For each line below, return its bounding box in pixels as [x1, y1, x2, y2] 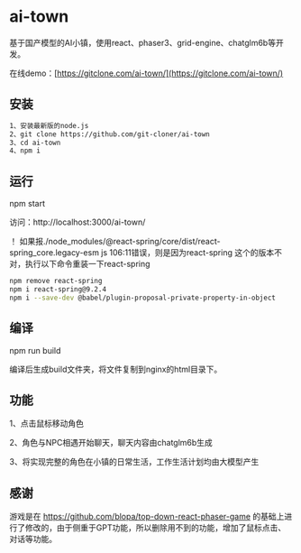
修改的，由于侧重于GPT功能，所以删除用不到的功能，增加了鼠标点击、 [24, 522, 287, 533]
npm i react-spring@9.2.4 [9, 284, 106, 294]
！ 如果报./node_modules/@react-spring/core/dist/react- [9, 236, 221, 247]
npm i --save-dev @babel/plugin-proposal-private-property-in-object [9, 293, 277, 302]
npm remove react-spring [9, 277, 103, 286]
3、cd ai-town [9, 138, 61, 147]
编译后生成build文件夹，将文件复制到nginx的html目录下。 [9, 364, 223, 374]
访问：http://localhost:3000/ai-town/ [9, 217, 146, 227]
